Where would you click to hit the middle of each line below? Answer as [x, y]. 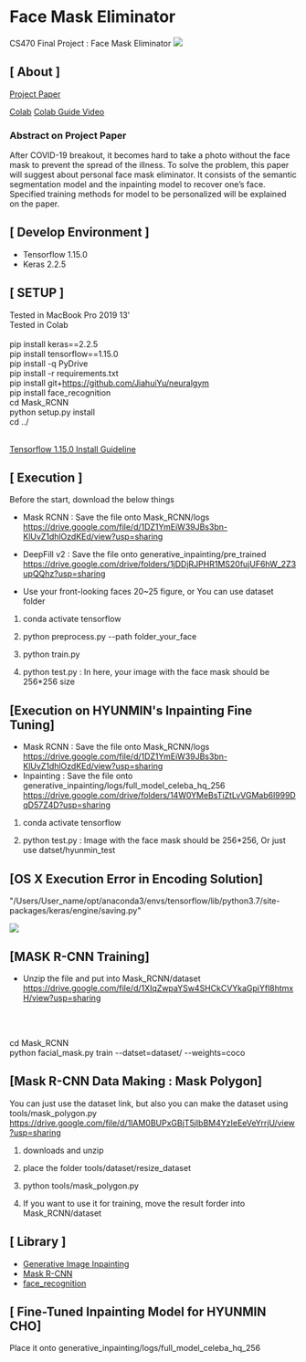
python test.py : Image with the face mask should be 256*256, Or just [154, 840]
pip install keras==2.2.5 [54, 343]
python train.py [51, 654]
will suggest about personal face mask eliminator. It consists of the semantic [153, 174]
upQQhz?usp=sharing [64, 574]
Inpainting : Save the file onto [78, 776]
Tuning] [32, 725]
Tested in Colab [39, 324]
